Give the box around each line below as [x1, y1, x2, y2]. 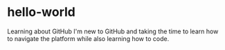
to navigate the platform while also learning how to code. [7, 34, 170, 42]
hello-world [7, 4, 76, 20]
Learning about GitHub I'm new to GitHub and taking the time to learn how [7, 27, 219, 35]
